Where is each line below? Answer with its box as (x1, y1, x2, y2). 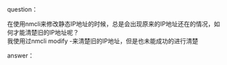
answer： (7, 51, 34, 60)
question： (7, 5, 39, 13)
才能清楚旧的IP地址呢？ (12, 29, 79, 36)
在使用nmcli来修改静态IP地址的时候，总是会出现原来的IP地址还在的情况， (7, 20, 215, 28)
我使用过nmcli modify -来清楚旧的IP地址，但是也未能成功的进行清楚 (7, 37, 198, 45)
